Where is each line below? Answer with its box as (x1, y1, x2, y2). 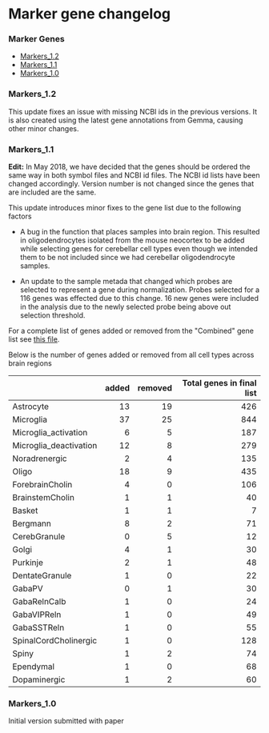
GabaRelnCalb (12, 596, 66, 607)
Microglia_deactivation (12, 440, 98, 451)
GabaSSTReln (12, 622, 65, 633)
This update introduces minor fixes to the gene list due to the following (8, 203, 242, 213)
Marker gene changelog (8, 5, 171, 23)
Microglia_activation (12, 427, 88, 439)
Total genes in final (182, 378, 257, 389)
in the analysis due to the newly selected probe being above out (19, 302, 231, 312)
